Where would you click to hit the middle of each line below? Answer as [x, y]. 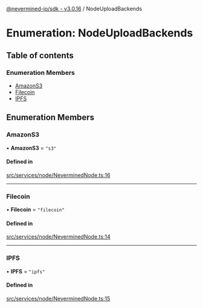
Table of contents [40, 55]
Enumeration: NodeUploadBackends [100, 33]
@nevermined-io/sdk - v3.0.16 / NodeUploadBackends [74, 9]
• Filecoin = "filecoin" [36, 210]
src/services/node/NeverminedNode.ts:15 [58, 298]
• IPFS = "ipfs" [26, 271]
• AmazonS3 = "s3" [31, 148]
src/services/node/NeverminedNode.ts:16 [58, 175]
